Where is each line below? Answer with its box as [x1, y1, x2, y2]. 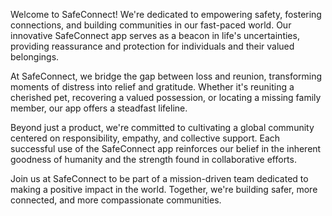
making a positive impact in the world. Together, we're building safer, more [10, 184, 318, 195]
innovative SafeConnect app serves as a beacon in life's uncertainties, [10, 30, 300, 41]
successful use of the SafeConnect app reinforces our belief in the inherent [10, 143, 322, 154]
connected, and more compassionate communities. [10, 194, 222, 206]
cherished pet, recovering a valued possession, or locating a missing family [10, 92, 322, 103]
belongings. [10, 51, 60, 63]
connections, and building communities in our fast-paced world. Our [10, 19, 292, 31]
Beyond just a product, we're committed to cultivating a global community [10, 122, 315, 133]
